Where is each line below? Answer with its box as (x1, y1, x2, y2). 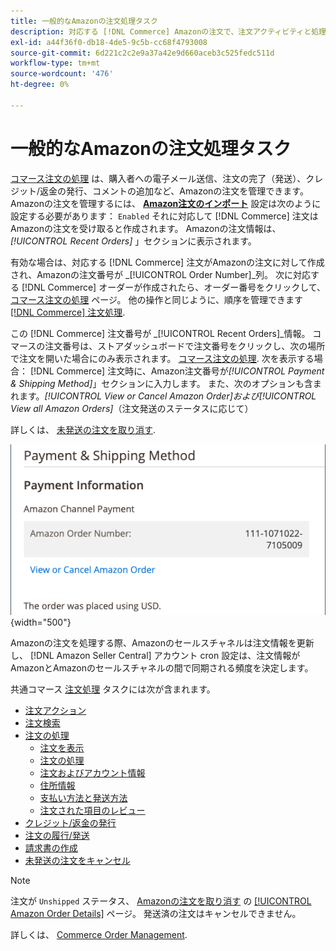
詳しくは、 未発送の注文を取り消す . (10, 423, 156, 435)
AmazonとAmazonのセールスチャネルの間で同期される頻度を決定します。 (10, 662, 314, 674)
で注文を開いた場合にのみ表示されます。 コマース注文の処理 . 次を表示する (10, 352, 315, 364)
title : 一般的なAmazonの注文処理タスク (10, 16, 158, 26)
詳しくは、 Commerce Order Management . (10, 929, 188, 941)
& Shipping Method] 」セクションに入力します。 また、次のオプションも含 (10, 377, 313, 389)
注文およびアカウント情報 (39, 767, 146, 779)
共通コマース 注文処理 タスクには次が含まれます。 (10, 683, 216, 695)
